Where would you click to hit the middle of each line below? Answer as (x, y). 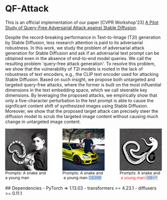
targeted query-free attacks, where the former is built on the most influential (83, 84)
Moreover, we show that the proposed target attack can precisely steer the (82, 111)
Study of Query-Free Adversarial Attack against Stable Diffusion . (71, 27)
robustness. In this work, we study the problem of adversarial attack (75, 48)
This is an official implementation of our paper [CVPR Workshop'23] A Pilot (82, 22)
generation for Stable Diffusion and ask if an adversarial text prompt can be (82, 53)
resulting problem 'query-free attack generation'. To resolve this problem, (80, 64)
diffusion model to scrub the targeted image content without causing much (82, 116)
